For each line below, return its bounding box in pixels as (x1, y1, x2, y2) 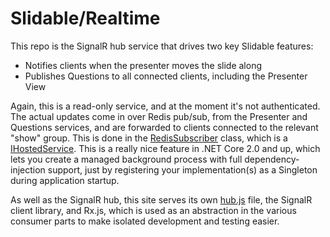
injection (10, 163, 46, 176)
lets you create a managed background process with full (10, 153, 243, 165)
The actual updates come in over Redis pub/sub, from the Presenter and (10, 110, 308, 122)
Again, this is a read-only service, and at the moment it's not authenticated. (10, 100, 321, 112)
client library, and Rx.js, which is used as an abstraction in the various (10, 204, 297, 216)
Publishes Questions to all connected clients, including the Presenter (24, 70, 308, 82)
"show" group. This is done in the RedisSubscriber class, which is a (10, 132, 288, 144)
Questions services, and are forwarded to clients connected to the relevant (10, 121, 319, 133)
